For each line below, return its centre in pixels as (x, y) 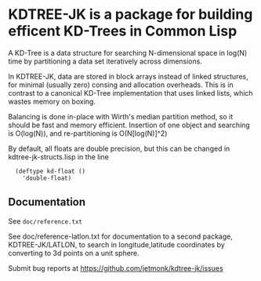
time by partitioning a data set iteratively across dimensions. (105, 61)
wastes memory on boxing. (52, 101)
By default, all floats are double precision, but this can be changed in (119, 148)
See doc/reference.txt (45, 221)
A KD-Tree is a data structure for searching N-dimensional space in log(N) (128, 53)
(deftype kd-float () (51, 171)
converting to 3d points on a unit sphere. (74, 253)
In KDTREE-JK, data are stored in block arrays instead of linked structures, (128, 76)
